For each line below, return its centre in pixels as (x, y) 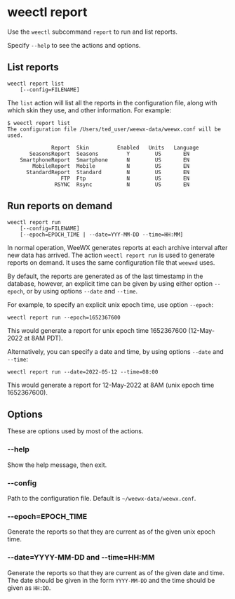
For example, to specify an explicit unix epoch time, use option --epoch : (110, 304)
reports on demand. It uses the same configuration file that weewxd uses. (111, 262)
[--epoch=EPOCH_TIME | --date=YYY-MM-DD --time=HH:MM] (102, 235)
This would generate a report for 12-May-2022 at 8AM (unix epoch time (111, 385)
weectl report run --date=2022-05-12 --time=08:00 (83, 372)
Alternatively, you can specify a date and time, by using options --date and (116, 351)
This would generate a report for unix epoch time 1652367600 (97, 330)
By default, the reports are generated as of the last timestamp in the (105, 276)
